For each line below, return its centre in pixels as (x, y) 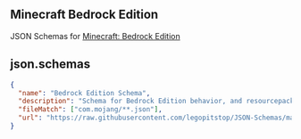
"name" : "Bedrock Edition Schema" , (84, 93)
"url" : (30, 118)
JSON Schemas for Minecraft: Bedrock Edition (96, 36)
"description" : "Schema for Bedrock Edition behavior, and (130, 102)
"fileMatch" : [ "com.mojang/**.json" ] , (91, 110)
